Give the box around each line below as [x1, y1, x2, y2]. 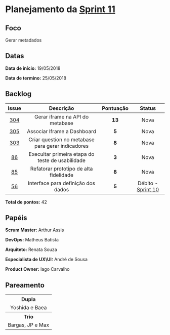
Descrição [49, 105, 74, 112]
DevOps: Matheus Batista [5, 237, 59, 243]
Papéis [5, 214, 27, 222]
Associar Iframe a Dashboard [27, 128, 96, 135]
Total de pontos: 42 [5, 199, 47, 205]
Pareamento [5, 281, 45, 289]
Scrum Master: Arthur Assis [5, 227, 64, 233]
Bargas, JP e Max [8, 321, 50, 328]
